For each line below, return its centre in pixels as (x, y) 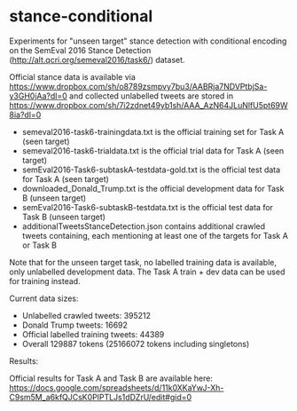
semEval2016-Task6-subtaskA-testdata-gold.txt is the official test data (151, 170)
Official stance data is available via (72, 76)
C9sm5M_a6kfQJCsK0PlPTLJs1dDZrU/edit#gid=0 (101, 397)
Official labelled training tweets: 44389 (93, 334)
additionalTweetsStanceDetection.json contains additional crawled (144, 226)
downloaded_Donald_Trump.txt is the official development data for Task (153, 188)
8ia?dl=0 (25, 115)
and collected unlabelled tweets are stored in (152, 96)
